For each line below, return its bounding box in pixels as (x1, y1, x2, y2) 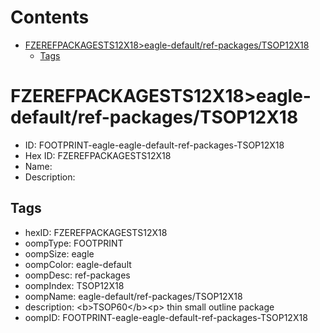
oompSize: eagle (24, 247, 95, 260)
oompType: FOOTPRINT (24, 237, 124, 249)
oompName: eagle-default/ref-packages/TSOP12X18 (24, 290, 243, 302)
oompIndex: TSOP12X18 (24, 279, 125, 291)
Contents (10, 6, 90, 29)
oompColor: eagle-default (24, 258, 132, 270)
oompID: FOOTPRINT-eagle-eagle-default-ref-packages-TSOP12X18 (24, 311, 308, 323)
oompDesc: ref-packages (24, 269, 131, 281)
